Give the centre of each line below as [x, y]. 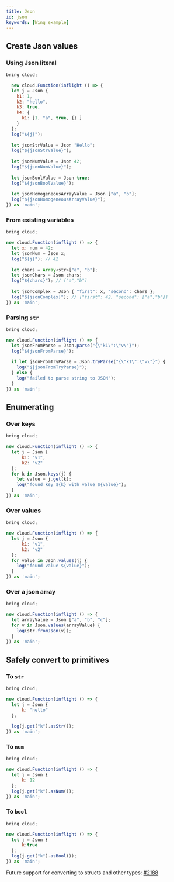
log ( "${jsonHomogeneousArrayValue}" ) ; [59, 199]
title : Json [20, 11]
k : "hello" [35, 710]
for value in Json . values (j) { [49, 560]
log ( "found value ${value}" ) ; [53, 566]
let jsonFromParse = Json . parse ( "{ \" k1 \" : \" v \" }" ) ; [76, 346]
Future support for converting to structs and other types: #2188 [82, 873]
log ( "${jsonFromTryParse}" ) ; [52, 367]
